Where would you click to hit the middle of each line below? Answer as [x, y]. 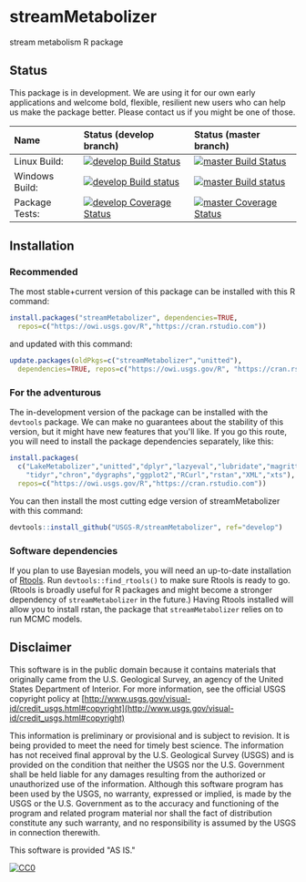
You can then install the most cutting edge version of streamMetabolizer [145, 501]
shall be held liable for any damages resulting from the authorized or [138, 774]
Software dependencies [64, 550]
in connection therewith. [55, 832]
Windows [34, 176]
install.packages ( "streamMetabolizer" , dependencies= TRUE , [124, 318]
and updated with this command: [71, 344]
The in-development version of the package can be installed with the [139, 413]
